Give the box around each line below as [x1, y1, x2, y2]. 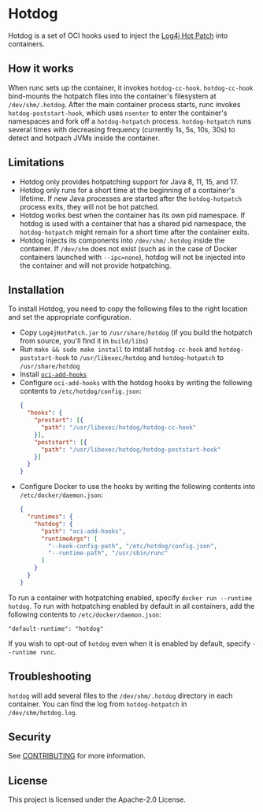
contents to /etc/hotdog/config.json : [19, 387, 142, 396]
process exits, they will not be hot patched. [19, 202, 160, 211]
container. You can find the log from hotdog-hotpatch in [8, 699, 187, 709]
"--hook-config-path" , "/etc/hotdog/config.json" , [48, 542, 218, 550]
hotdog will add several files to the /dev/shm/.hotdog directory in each [8, 691, 233, 700]
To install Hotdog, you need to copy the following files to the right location [8, 304, 248, 313]
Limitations [8, 156, 65, 169]
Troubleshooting [8, 670, 92, 684]
